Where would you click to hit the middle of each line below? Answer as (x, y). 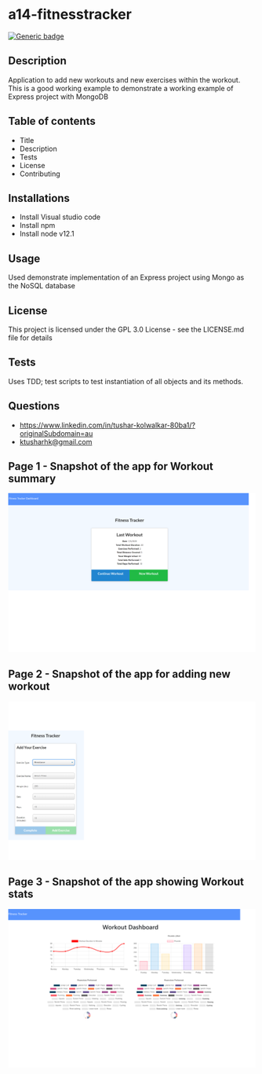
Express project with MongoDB (58, 97)
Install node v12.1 (47, 234)
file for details (30, 338)
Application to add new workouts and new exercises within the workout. (124, 79)
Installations (39, 198)
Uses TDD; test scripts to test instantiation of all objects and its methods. (126, 381)
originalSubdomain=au (56, 433)
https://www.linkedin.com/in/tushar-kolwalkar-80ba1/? (107, 425)
